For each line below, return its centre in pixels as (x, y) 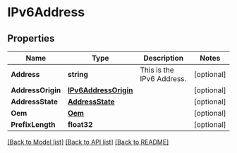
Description (164, 58)
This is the (157, 70)
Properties (31, 38)
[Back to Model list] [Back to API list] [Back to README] (88, 142)
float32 (80, 124)
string (78, 74)
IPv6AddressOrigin (100, 90)
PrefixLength (33, 124)
